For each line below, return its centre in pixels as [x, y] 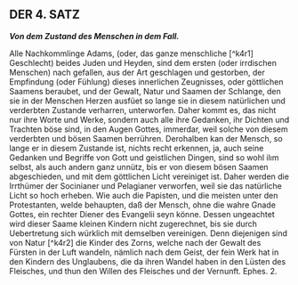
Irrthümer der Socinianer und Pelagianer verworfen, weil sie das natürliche [146, 185]
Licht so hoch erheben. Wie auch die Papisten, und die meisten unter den [144, 195]
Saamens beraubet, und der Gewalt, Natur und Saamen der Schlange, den [145, 91]
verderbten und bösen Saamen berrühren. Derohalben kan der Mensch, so [146, 138]
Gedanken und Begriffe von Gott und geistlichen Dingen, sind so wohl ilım [144, 157]
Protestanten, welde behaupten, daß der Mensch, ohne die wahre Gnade [142, 205]
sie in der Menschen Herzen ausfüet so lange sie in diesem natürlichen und [148, 101]
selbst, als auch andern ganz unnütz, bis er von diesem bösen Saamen [139, 167]
